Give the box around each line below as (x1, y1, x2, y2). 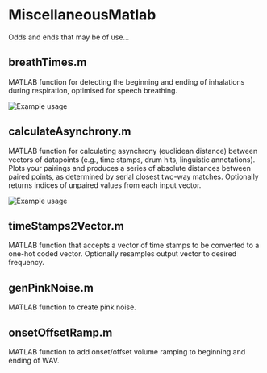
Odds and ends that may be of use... (8, 32, 130, 42)
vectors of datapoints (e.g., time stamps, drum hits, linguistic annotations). (8, 155, 256, 164)
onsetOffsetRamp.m (8, 325, 113, 339)
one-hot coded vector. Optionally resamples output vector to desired (8, 249, 237, 259)
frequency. (8, 258, 44, 267)
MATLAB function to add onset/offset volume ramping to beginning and (8, 347, 246, 356)
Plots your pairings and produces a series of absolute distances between (8, 163, 252, 172)
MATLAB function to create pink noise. (8, 302, 137, 312)
